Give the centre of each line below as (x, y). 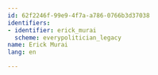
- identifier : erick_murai (52, 30)
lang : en (22, 52)
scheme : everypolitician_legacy (68, 37)
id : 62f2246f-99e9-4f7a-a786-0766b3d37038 (79, 15)
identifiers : (29, 23)
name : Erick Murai (38, 45)
